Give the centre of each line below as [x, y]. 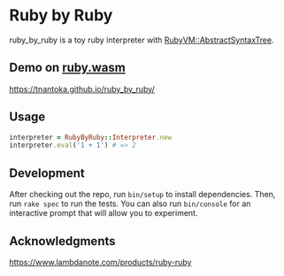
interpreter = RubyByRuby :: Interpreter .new [91, 137]
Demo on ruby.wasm [67, 68]
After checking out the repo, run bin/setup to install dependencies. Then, [142, 195]
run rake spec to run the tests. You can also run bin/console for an [130, 203]
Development [47, 173]
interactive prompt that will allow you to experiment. [104, 213]
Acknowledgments [63, 241]
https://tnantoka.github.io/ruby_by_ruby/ [82, 88]
